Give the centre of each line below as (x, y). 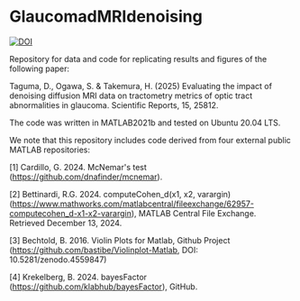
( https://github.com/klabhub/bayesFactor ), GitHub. (104, 287)
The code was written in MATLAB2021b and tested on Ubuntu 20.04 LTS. (145, 123)
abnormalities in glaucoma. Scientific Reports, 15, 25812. (114, 105)
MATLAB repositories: (50, 150)
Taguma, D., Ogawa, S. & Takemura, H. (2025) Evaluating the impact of (141, 86)
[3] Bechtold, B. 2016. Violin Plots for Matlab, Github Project (120, 240)
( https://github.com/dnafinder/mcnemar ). (86, 177)
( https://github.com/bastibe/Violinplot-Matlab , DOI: (104, 250)
